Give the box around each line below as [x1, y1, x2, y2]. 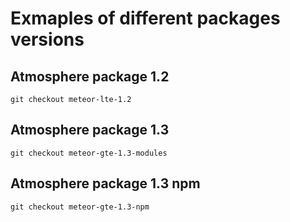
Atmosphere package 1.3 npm [10, 175, 201, 192]
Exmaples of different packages [10, 7, 281, 30]
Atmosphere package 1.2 [10, 68, 170, 85]
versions [10, 28, 85, 51]
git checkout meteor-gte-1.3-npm [10, 202, 150, 212]
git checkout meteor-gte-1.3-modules [10, 148, 168, 158]
